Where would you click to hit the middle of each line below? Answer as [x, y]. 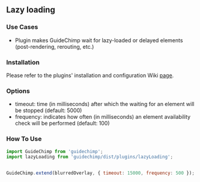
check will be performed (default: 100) [62, 124]
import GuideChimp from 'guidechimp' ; [55, 151]
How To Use [24, 139]
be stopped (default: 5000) [48, 110]
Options [18, 91]
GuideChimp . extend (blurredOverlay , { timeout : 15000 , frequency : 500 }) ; [101, 173]
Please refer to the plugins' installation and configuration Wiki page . [90, 75]
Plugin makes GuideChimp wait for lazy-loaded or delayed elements [99, 40]
